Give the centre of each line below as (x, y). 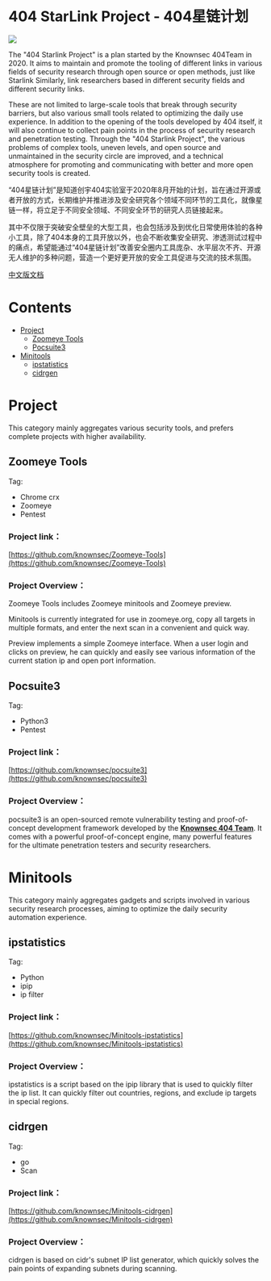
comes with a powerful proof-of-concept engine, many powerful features (130, 836)
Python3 (34, 721)
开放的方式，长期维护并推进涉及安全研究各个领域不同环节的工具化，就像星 (139, 199)
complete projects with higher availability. (77, 436)
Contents (40, 308)
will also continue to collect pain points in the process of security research (132, 130)
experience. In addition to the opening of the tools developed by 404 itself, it (135, 121)
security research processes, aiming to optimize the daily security (118, 908)
